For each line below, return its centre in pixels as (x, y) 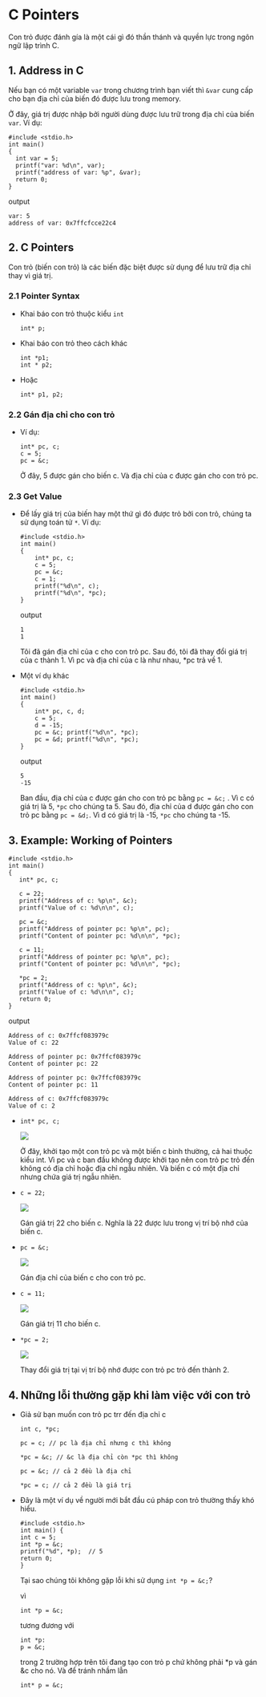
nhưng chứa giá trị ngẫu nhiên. (71, 1177)
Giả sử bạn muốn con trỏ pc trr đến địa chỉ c (93, 1415)
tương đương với (47, 1626)
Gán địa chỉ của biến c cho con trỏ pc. (83, 1278)
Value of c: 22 (34, 1043)
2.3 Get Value (35, 496)
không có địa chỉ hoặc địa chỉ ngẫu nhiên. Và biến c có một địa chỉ (130, 1168)
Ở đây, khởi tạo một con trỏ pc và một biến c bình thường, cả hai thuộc (136, 1152)
